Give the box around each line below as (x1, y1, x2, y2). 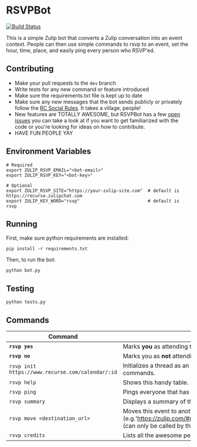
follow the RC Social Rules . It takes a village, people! (14, 104, 141, 112)
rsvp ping (9, 389, 36, 395)
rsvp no (9, 353, 30, 359)
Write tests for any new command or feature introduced (14, 86, 150, 93)
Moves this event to (123, 407, 177, 415)
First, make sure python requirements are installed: (6, 234, 129, 241)
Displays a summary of (123, 398, 186, 405)
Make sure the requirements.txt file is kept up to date (14, 92, 142, 99)
